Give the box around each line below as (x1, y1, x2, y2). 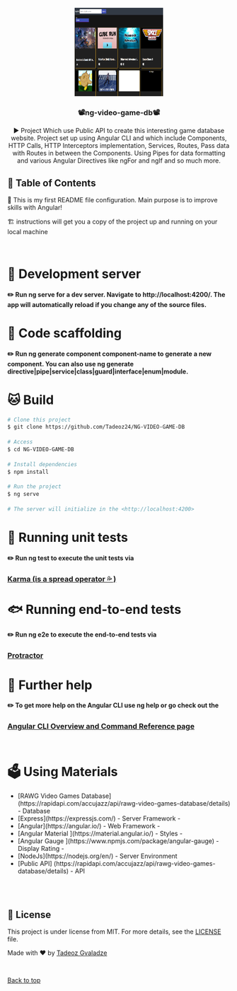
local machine (7, 228, 48, 236)
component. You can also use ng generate (7, 359, 134, 368)
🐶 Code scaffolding (7, 325, 122, 342)
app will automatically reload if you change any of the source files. (7, 300, 207, 308)
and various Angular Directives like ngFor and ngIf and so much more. (17, 156, 221, 165)
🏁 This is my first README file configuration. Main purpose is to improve (7, 196, 218, 204)
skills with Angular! (7, 203, 62, 212)
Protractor (7, 651, 44, 661)
